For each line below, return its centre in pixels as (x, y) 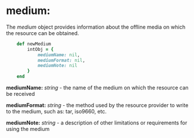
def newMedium (34, 44)
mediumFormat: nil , (61, 60)
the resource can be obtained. (43, 33)
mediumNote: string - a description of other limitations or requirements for (97, 123)
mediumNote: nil (57, 65)
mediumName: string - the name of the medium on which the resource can (98, 88)
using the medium (28, 129)
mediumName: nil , (59, 55)
